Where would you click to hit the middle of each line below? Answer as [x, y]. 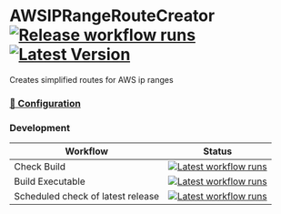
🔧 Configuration [45, 103]
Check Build [40, 167]
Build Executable [50, 181]
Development [40, 127]
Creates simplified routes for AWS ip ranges [92, 79]
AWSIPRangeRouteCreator [112, 16]
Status [218, 151]
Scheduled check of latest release [87, 197]
